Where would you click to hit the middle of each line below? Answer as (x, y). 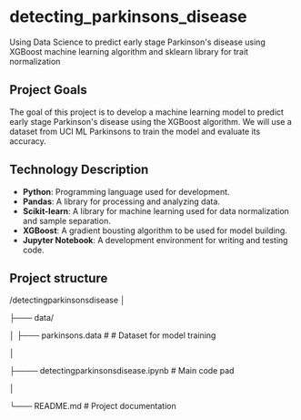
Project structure (59, 278)
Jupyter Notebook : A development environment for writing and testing (155, 240)
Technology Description (79, 170)
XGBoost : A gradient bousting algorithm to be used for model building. (155, 230)
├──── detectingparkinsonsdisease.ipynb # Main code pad (122, 371)
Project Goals (49, 90)
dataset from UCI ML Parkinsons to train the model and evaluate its (135, 131)
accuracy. (28, 141)
